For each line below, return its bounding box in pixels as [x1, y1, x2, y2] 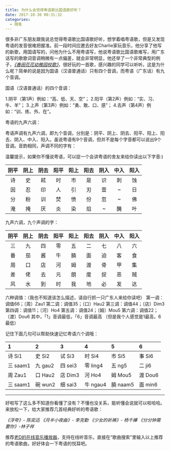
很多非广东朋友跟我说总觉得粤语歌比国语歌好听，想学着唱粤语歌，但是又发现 [5, 36, 165, 42]
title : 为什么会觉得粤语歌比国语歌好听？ [5, 7, 82, 13]
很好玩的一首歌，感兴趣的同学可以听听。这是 [62, 61, 156, 68]
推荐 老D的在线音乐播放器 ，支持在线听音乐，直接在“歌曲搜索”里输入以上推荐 [5, 434, 163, 440]
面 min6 [139, 381, 158, 389]
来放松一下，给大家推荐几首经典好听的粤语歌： [5, 406, 103, 412]
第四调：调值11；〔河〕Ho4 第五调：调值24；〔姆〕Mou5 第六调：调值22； [5, 307, 158, 313]
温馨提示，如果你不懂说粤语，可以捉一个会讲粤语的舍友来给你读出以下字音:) [5, 153, 163, 160]
